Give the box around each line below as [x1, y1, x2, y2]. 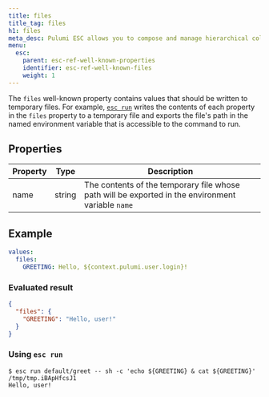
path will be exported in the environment [83, 189, 236, 201]
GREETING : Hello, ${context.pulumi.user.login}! [22, 263, 188, 271]
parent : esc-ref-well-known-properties [22, 57, 156, 65]
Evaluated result [8, 282, 74, 293]
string [54, 189, 77, 201]
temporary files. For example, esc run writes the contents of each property [8, 102, 255, 111]
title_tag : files [8, 19, 66, 27]
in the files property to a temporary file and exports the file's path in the [8, 110, 248, 120]
